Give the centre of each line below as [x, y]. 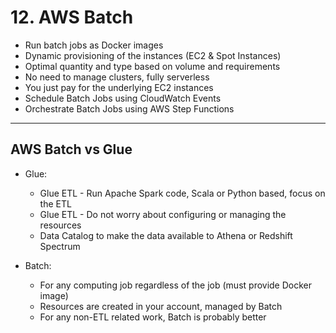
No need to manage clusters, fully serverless [117, 77]
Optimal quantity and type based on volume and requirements [152, 66]
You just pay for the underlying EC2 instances [119, 87]
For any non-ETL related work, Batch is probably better [153, 317]
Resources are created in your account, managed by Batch [161, 306]
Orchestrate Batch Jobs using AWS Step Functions [129, 108]
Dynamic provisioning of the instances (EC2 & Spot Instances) [153, 55]
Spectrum [60, 246]
